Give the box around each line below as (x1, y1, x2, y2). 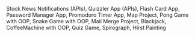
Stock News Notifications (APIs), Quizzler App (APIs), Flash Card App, (6, 5, 180, 12)
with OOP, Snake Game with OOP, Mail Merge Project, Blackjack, (6, 18, 167, 24)
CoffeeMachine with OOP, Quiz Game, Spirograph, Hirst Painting (6, 24, 167, 31)
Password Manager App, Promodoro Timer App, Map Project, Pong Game (6, 11, 189, 18)
